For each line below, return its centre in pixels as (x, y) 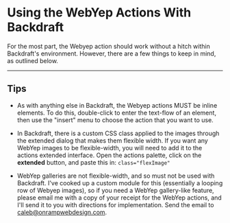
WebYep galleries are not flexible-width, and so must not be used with (116, 176)
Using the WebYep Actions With (99, 13)
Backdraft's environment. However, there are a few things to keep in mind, (112, 54)
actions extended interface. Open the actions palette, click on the (109, 155)
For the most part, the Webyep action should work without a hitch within (108, 46)
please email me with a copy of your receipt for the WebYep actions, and (119, 198)
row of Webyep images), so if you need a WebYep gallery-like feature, (115, 190)
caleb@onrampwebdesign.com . (62, 212)
